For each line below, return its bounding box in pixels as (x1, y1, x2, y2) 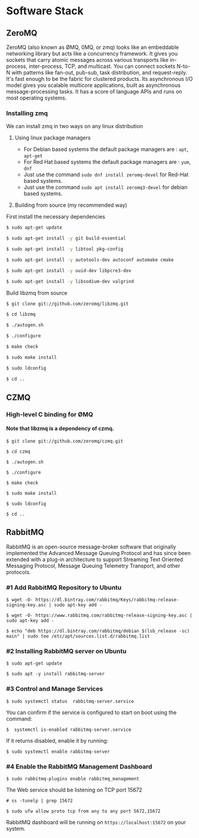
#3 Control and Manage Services (6, 685, 103, 693)
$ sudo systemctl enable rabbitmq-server (6, 749, 110, 755)
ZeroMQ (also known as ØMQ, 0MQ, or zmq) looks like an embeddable (6, 43, 179, 51)
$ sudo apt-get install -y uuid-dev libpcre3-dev (6, 267, 132, 273)
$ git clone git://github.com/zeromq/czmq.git (6, 438, 124, 444)
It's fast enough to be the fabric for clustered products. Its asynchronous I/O (6, 76, 193, 82)
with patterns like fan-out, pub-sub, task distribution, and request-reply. (11, 69, 188, 76)
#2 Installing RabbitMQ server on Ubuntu (6, 647, 127, 656)
